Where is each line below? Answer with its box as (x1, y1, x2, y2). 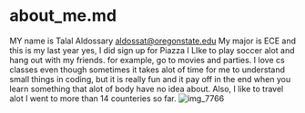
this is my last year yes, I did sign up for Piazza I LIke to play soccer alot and (9, 44, 295, 55)
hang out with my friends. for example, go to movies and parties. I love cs (9, 54, 285, 65)
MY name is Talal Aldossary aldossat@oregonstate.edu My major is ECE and (9, 35, 297, 46)
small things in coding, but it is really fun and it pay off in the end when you (9, 73, 291, 84)
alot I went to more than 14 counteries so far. (9, 92, 178, 104)
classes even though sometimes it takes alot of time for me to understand (9, 64, 285, 75)
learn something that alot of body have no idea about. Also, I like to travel (9, 83, 284, 94)
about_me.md (9, 5, 117, 26)
